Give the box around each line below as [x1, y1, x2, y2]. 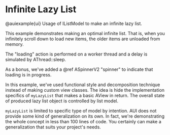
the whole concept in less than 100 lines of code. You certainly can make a [5, 118, 161, 124]
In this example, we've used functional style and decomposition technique [5, 82, 160, 88]
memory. [5, 41, 24, 47]
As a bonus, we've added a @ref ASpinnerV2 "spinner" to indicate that [5, 66, 153, 72]
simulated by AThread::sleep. [5, 56, 66, 62]
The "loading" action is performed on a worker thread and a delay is [5, 51, 148, 57]
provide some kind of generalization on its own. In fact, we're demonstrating [5, 113, 165, 119]
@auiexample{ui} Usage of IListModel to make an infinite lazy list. [5, 20, 142, 26]
